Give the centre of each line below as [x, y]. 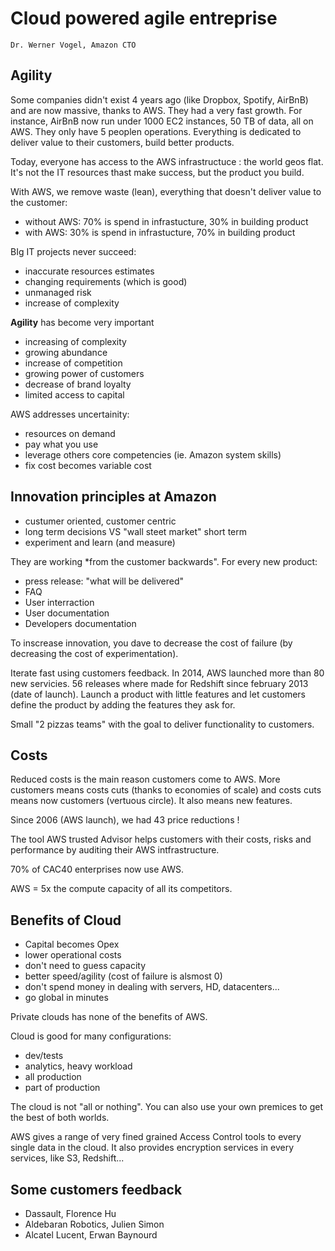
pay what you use [61, 444]
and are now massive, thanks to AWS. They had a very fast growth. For [156, 110]
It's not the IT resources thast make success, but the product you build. [157, 172]
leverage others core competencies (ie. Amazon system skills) [153, 454]
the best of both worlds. [60, 1118]
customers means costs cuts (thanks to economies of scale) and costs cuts [166, 790]
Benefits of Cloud [66, 920]
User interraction [59, 602]
